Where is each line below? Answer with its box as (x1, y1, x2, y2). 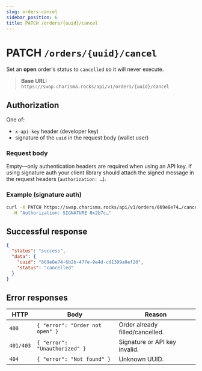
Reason (144, 310, 167, 319)
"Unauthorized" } (37, 345, 87, 352)
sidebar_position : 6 (6, 14, 58, 20)
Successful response (6, 226, 88, 236)
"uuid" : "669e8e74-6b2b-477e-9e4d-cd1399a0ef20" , (17, 259, 144, 265)
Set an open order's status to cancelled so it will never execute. (6, 66, 164, 73)
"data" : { (11, 254, 36, 260)
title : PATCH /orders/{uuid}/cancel (6, 20, 98, 26)
